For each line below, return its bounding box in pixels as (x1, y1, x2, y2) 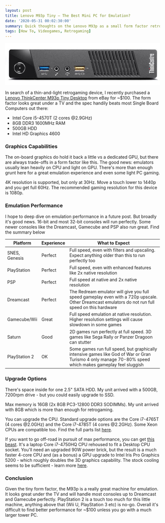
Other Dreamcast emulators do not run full (69, 299, 155, 305)
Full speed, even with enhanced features (69, 264, 151, 271)
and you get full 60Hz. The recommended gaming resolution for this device (5, 185, 158, 191)
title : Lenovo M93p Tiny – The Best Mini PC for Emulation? (5, 13, 131, 18)
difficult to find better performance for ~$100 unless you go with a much (5, 507, 152, 513)
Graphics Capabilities (5, 143, 58, 150)
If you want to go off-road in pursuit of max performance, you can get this (5, 436, 155, 442)
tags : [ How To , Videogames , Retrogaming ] (5, 29, 91, 34)
